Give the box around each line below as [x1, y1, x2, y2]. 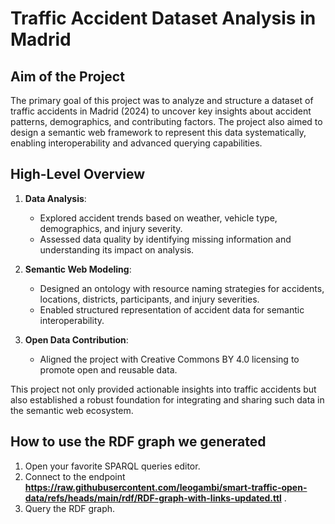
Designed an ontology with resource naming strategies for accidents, [39, 282, 325, 294]
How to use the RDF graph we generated [10, 433, 267, 451]
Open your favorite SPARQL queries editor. [24, 460, 201, 472]
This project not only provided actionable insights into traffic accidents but [10, 383, 317, 395]
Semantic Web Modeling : [24, 263, 132, 275]
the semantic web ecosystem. [10, 404, 134, 416]
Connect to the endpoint [24, 470, 126, 482]
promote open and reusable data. [39, 363, 178, 376]
